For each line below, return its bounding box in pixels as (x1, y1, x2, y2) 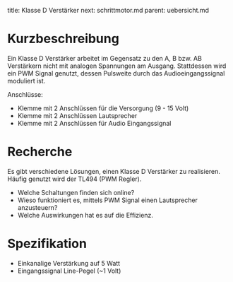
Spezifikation (7, 236, 87, 252)
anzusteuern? (17, 203, 58, 211)
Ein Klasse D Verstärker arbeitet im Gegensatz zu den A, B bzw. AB (7, 54, 203, 62)
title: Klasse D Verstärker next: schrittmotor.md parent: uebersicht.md (7, 6, 210, 14)
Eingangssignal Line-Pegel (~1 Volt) (17, 266, 121, 275)
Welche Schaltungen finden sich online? (17, 188, 135, 196)
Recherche (7, 144, 73, 160)
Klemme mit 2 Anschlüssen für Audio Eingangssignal (17, 119, 172, 127)
